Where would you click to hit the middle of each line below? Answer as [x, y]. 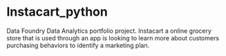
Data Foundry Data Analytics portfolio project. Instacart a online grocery [109, 31]
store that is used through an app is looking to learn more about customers [113, 38]
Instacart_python [57, 12]
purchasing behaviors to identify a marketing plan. [78, 45]
